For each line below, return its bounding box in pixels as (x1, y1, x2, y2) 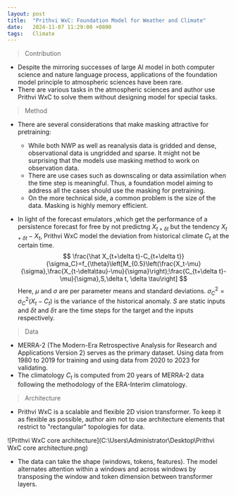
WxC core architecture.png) (7, 444, 88, 452)
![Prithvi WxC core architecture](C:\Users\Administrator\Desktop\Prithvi (7, 436, 215, 444)
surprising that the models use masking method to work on (27, 157, 199, 165)
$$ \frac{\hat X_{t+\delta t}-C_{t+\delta (63, 252, 176, 260)
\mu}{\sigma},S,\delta (59, 274, 123, 283)
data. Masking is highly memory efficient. (27, 202, 148, 210)
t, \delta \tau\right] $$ (124, 274, 188, 283)
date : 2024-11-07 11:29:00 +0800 (7, 23, 112, 30)
